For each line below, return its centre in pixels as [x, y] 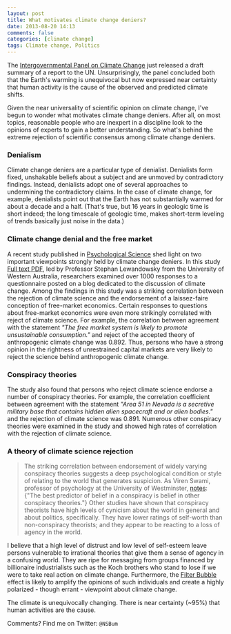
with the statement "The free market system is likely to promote [98, 327]
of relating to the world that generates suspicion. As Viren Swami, [117, 481]
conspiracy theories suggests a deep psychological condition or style [123, 473]
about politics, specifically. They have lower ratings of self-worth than [123, 518]
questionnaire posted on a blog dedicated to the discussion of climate [106, 283]
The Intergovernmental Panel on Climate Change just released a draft [106, 65]
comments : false [30, 33]
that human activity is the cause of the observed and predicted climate [108, 87]
